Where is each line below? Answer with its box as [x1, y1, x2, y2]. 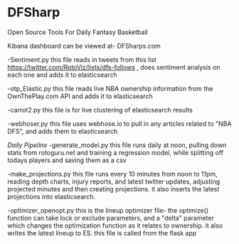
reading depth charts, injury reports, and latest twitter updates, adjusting [7, 177, 221, 186]
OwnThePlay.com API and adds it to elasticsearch [7, 92, 153, 100]
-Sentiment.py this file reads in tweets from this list [7, 55, 156, 64]
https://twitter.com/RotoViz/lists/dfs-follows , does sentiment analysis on [7, 63, 221, 71]
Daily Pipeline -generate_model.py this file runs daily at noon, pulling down [7, 140, 227, 149]
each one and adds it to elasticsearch [7, 70, 117, 79]
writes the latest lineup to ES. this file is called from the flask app [7, 228, 197, 237]
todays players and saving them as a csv [7, 156, 127, 164]
